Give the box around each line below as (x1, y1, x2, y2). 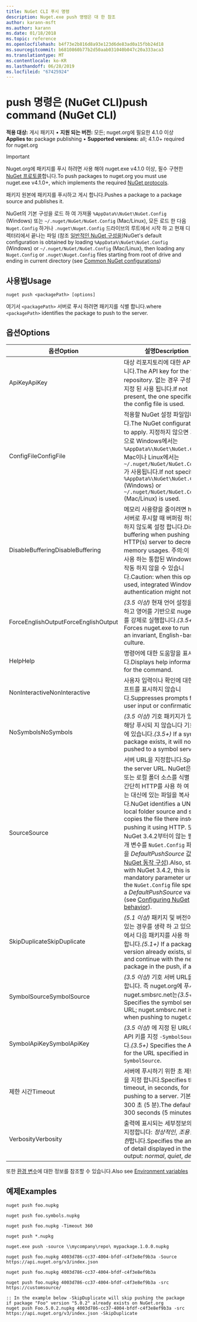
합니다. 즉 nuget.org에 (124, 982, 183, 990)
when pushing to (124, 1013, 170, 1021)
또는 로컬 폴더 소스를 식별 (124, 773, 190, 781)
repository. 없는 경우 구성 (124, 375, 191, 384)
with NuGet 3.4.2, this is (124, 866, 191, 874)
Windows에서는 (135, 437, 178, 445)
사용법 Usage (6, 276, 52, 286)
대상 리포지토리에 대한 (124, 358, 181, 366)
